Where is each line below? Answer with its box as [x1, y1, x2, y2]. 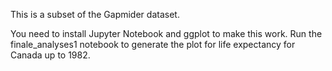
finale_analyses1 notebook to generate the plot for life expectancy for [10, 39, 296, 50]
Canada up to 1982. [10, 49, 91, 61]
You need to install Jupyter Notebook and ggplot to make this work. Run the [10, 28, 323, 39]
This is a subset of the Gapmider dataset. [10, 9, 180, 20]
